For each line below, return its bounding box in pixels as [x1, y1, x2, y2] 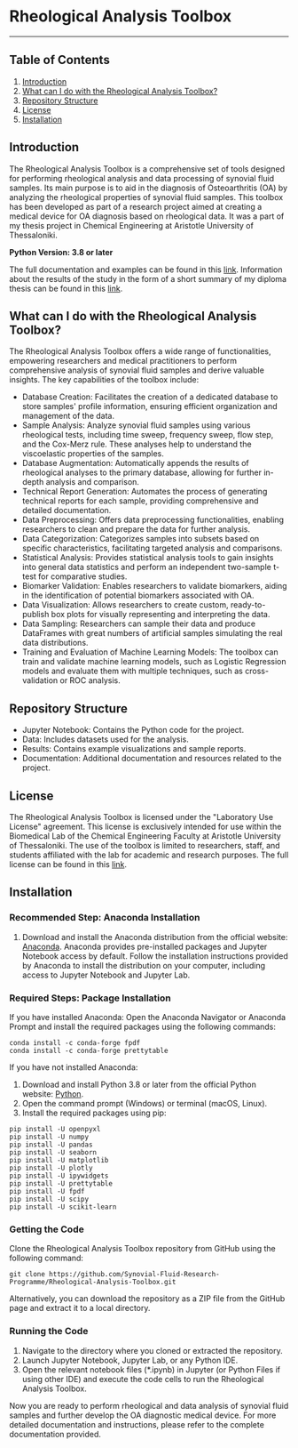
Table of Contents [9, 52, 111, 68]
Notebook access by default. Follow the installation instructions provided [21, 950, 288, 961]
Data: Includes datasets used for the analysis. [21, 734, 189, 744]
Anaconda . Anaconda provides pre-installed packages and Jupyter [21, 941, 268, 952]
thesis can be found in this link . [9, 283, 123, 294]
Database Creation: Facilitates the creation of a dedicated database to [21, 391, 278, 402]
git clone [9, 1270, 46, 1279]
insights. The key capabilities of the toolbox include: [9, 374, 200, 385]
